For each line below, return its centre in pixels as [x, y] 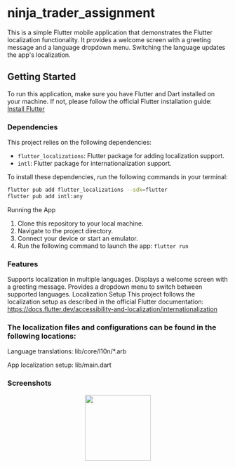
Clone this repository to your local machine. [80, 223]
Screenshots [29, 383]
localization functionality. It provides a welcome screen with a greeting [109, 39]
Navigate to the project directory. [65, 230]
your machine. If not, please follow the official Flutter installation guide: [110, 101]
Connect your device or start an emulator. [78, 238]
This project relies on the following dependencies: [80, 143]
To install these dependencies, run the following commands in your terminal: [117, 177]
